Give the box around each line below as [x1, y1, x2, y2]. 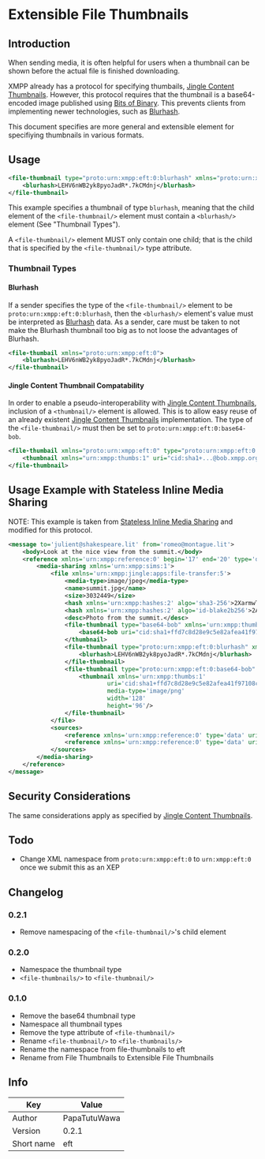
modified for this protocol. [8, 525, 93, 534]
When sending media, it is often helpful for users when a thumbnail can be [8, 58, 250, 67]
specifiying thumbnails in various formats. [8, 130, 144, 140]
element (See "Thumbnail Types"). [8, 219, 121, 230]
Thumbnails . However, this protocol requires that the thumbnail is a [8, 90, 226, 99]
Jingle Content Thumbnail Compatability [8, 380, 144, 390]
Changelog [8, 885, 64, 899]
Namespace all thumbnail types [19, 1019, 122, 1029]
